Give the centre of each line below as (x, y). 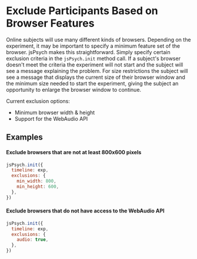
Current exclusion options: (38, 101)
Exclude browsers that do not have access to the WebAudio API (85, 211)
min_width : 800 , (37, 181)
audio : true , (33, 240)
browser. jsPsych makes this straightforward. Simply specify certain (88, 52)
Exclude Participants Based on (82, 11)
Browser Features (50, 23)
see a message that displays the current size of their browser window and (96, 77)
